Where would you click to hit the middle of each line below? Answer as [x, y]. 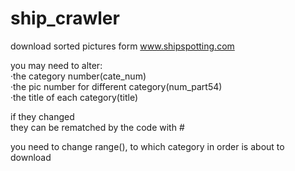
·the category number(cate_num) [78, 76]
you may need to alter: [56, 65]
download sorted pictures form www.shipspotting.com [122, 46]
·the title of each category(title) [74, 97]
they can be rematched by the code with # [97, 127]
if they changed [42, 116]
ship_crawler [65, 18]
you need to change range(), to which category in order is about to [147, 146]
